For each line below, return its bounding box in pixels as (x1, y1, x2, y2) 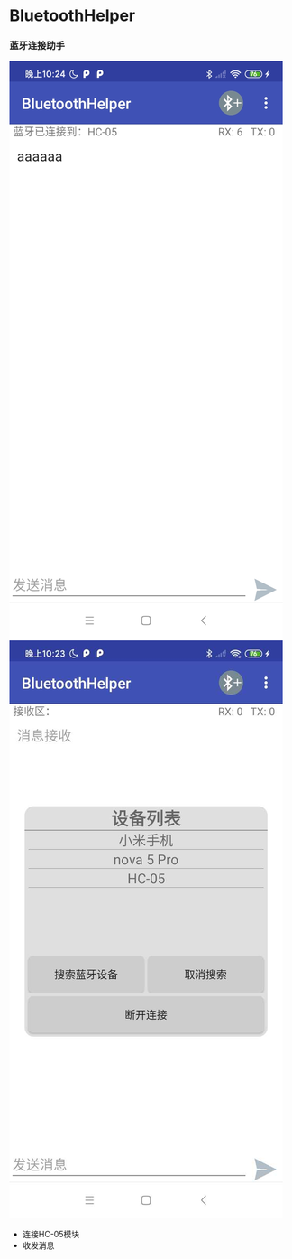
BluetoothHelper (9, 5, 136, 26)
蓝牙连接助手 (9, 40, 66, 52)
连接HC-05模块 (22, 1229, 80, 1240)
